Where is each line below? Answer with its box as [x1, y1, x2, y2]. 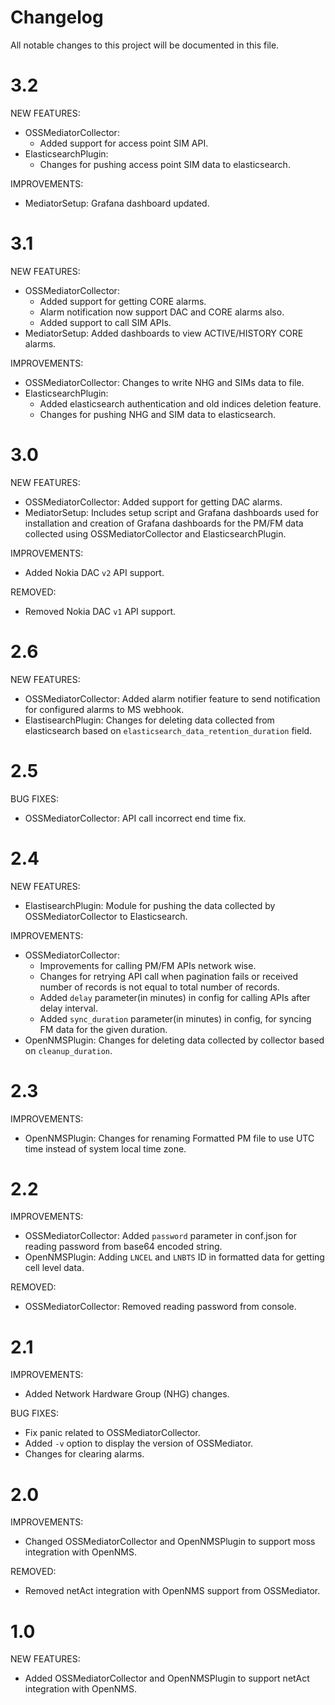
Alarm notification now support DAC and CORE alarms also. [39, 306, 285, 318]
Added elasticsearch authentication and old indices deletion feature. [39, 397, 322, 410]
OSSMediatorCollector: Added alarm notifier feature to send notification [24, 692, 321, 705]
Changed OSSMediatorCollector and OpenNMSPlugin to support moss [24, 1536, 316, 1548]
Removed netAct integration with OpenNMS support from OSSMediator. [24, 1585, 321, 1597]
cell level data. [24, 1262, 85, 1274]
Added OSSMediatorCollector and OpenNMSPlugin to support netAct [24, 1672, 310, 1685]
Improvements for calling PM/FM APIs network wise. [39, 959, 257, 971]
